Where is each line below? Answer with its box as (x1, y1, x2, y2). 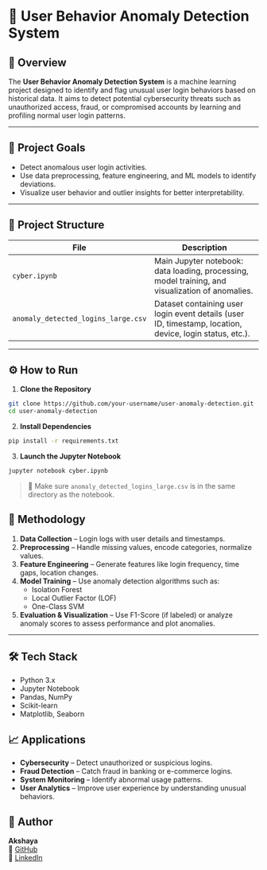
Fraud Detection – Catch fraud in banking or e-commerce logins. (19, 767, 233, 776)
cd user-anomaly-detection (8, 408, 98, 415)
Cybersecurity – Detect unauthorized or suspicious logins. (19, 758, 213, 767)
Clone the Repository (19, 384, 91, 394)
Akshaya (8, 836, 38, 846)
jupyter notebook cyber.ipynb (8, 467, 109, 475)
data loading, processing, (154, 265, 249, 276)
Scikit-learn (19, 700, 58, 710)
